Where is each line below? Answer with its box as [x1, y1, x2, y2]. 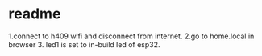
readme [8, 5, 61, 23]
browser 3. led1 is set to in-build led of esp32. [8, 39, 160, 49]
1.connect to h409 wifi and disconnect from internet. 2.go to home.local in [8, 31, 255, 41]
